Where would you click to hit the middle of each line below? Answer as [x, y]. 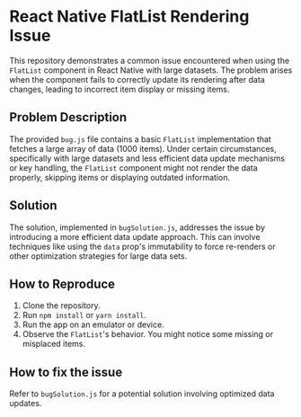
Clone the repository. [61, 306]
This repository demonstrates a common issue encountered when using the [150, 60]
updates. [26, 404]
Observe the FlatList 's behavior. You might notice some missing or [148, 334]
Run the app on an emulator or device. [93, 324]
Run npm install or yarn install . [84, 315]
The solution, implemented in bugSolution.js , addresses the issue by [137, 227]
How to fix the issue [66, 372]
